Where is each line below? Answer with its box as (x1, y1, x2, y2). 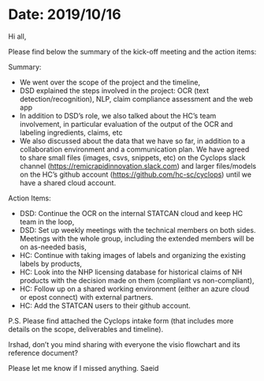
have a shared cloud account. (19, 177, 117, 187)
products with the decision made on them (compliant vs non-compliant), (19, 275, 255, 285)
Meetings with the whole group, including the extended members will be (19, 233, 255, 243)
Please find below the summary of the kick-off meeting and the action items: (8, 47, 257, 56)
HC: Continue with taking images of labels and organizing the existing (19, 250, 246, 260)
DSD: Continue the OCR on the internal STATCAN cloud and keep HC (19, 208, 244, 218)
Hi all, (8, 32, 27, 41)
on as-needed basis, (19, 242, 87, 252)
